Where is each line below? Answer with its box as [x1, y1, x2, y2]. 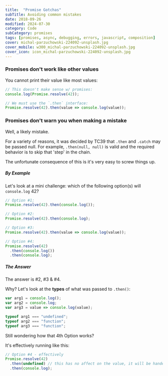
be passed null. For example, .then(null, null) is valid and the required [5, 143, 155, 149]
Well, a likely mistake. [5, 128, 49, 134]
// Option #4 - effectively [5, 352, 64, 357]
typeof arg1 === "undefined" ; [5, 314, 68, 319]
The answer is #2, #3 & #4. [5, 276, 61, 282]
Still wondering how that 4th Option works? [5, 332, 94, 338]
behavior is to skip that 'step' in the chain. [5, 149, 91, 155]
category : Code [5, 26, 37, 31]
